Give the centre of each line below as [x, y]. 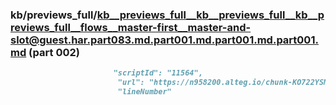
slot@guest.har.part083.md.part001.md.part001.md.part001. [164, 40]
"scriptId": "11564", [158, 73]
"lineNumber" [144, 92]
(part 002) [54, 52]
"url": [131, 83]
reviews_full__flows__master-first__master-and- [131, 27]
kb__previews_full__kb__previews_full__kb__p [210, 15]
